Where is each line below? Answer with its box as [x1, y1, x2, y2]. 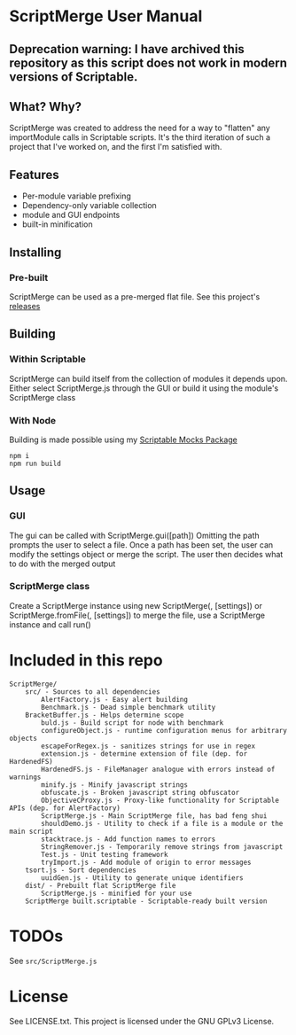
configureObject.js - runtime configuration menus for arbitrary [41, 726, 288, 735]
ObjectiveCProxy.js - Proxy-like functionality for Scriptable [41, 796, 279, 805]
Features [9, 167, 59, 183]
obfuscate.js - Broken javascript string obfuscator [41, 788, 240, 797]
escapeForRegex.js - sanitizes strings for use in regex [41, 742, 255, 751]
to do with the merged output [9, 558, 116, 569]
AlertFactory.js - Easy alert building [41, 695, 189, 704]
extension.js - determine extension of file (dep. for [41, 749, 248, 759]
